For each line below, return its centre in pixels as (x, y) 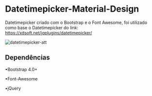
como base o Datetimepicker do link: (42, 27)
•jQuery (13, 88)
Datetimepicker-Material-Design (72, 9)
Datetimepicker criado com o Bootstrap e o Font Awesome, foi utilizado (76, 22)
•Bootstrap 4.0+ (21, 69)
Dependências (27, 58)
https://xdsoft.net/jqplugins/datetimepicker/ (49, 33)
